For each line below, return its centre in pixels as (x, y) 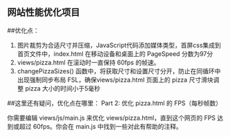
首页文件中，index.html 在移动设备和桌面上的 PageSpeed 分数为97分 (115, 53)
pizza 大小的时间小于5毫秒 (63, 88)
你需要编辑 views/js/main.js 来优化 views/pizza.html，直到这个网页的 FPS (112, 118)
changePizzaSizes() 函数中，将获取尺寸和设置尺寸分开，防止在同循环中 (119, 71)
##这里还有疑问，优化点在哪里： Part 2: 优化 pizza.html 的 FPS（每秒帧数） (115, 103)
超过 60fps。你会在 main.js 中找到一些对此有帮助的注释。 (101, 126)
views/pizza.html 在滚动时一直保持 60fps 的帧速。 (88, 62)
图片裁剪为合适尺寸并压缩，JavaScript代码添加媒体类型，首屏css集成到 (119, 45)
